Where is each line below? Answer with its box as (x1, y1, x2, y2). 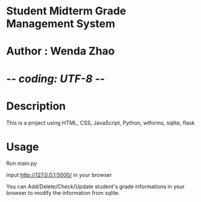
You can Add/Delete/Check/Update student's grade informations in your (6, 183, 185, 190)
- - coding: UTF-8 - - (6, 72, 105, 85)
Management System (6, 17, 116, 31)
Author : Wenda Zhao (6, 44, 115, 58)
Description (6, 99, 66, 113)
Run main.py (6, 160, 37, 167)
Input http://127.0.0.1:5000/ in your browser (6, 171, 112, 179)
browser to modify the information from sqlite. (6, 189, 120, 197)
